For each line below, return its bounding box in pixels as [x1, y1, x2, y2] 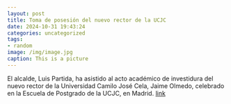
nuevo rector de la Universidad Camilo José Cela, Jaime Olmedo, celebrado [7, 81, 225, 90]
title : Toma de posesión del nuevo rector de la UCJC [7, 17, 167, 24]
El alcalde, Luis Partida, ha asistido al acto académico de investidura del [7, 74, 214, 83]
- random [7, 42, 33, 49]
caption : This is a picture [7, 55, 89, 62]
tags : [7, 36, 23, 43]
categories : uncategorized [7, 29, 86, 37]
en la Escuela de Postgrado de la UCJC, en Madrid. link [7, 89, 166, 97]
